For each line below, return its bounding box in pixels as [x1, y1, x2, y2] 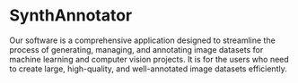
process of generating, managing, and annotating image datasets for [9, 44, 264, 54]
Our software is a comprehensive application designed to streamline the [9, 35, 276, 46]
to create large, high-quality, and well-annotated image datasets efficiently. [9, 63, 287, 74]
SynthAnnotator [9, 5, 133, 26]
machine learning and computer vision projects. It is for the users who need [9, 54, 289, 64]
